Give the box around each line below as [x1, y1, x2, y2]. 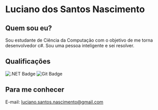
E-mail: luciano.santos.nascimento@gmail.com [5, 99, 103, 105]
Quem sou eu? [5, 24, 52, 32]
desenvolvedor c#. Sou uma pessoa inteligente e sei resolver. [5, 43, 135, 49]
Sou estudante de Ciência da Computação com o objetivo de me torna [5, 37, 153, 43]
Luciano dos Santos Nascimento [5, 4, 145, 15]
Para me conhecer [5, 85, 65, 94]
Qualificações [5, 57, 51, 66]
